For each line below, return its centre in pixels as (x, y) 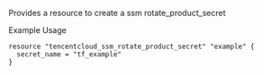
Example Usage (37, 30)
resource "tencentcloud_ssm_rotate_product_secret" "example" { (131, 46)
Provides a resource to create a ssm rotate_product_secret (117, 13)
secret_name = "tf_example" (69, 54)
